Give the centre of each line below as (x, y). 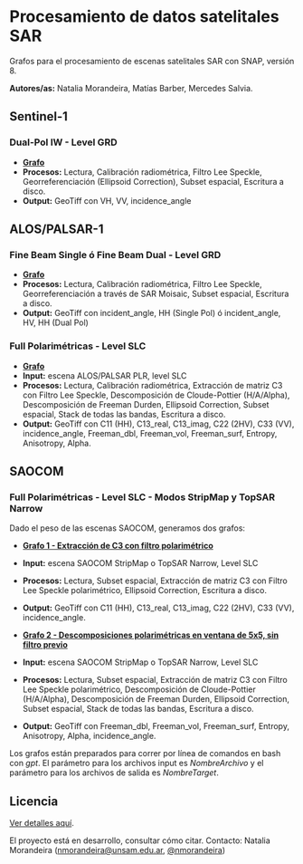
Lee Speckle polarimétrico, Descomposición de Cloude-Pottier (139, 689)
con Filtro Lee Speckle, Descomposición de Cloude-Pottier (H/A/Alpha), (156, 395)
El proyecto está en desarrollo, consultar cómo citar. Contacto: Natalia (140, 840)
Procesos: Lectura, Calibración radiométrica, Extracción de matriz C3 (152, 385)
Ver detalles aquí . (42, 823)
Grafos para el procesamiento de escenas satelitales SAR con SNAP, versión (152, 61)
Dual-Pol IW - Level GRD (63, 142)
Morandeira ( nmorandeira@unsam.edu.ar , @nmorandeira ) (118, 850)
